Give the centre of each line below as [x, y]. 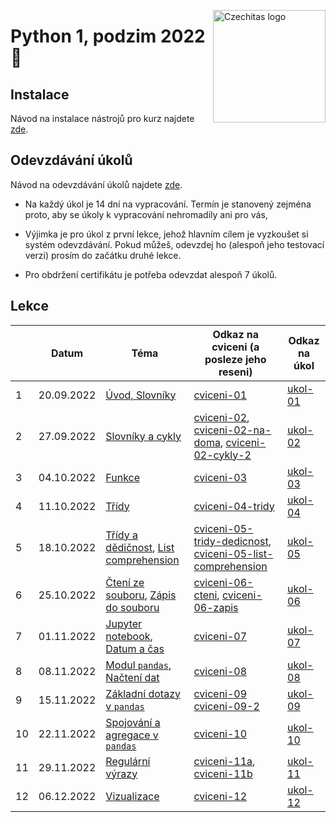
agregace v [132, 735]
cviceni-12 [220, 796]
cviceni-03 [220, 477]
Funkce [123, 477]
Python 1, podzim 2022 [108, 36]
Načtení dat [132, 677]
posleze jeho [235, 359]
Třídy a [121, 535]
